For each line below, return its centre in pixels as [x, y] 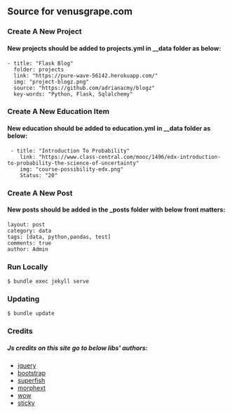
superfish [31, 381]
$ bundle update [31, 313]
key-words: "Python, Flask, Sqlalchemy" [73, 94]
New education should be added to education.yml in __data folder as [109, 129]
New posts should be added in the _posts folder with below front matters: [116, 209]
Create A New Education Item [59, 112]
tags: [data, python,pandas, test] [59, 237]
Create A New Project [45, 32]
